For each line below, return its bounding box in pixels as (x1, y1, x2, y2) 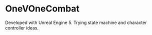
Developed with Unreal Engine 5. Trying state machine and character (5, 19, 147, 25)
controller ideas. (5, 24, 39, 30)
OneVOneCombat (5, 3, 80, 14)
